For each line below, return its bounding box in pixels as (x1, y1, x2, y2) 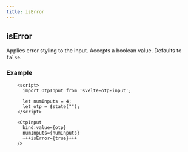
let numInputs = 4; (22, 98, 72, 104)
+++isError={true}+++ (22, 135, 78, 141)
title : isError (6, 8, 45, 15)
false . (6, 54, 22, 61)
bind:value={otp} (22, 124, 67, 130)
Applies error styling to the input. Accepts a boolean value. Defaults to (6, 47, 182, 54)
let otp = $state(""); (22, 103, 80, 109)
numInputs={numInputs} (22, 130, 80, 136)
